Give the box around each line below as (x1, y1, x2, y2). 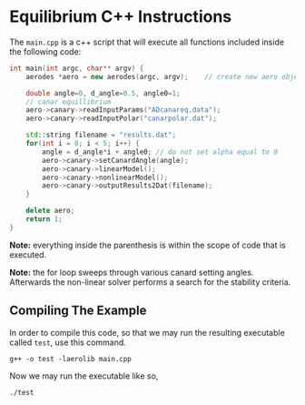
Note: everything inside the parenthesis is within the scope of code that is (9, 239, 286, 250)
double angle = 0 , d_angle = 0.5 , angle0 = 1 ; (25, 88, 181, 97)
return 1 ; (25, 215, 64, 224)
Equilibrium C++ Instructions (9, 6, 232, 27)
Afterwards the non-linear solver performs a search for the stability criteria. (9, 276, 291, 288)
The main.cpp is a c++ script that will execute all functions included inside (9, 36, 284, 47)
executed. (9, 248, 47, 260)
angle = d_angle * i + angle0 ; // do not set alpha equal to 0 (42, 147, 279, 157)
